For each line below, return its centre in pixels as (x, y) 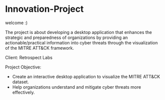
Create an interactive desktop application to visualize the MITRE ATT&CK (86, 76)
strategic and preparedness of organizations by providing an (66, 37)
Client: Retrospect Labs (29, 57)
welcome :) (16, 23)
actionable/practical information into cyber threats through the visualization (82, 42)
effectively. (23, 92)
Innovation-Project (44, 9)
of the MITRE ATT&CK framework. (40, 48)
